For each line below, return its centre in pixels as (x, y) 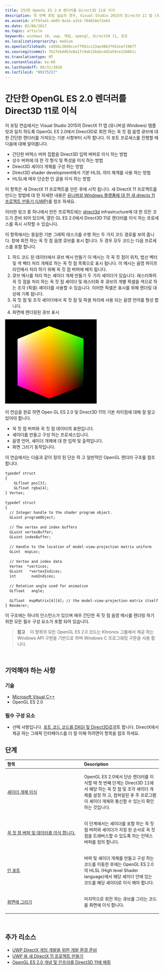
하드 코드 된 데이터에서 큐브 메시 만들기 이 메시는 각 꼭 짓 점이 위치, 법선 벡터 (85, 257)
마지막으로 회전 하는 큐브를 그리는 (116, 899)
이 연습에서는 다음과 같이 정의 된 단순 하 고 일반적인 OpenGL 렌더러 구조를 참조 (80, 458)
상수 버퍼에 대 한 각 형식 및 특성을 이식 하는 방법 (58, 160)
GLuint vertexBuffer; (31, 532)
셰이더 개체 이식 (22, 792)
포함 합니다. (25, 247)
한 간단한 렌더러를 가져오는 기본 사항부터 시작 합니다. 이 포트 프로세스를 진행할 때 (82, 138)
